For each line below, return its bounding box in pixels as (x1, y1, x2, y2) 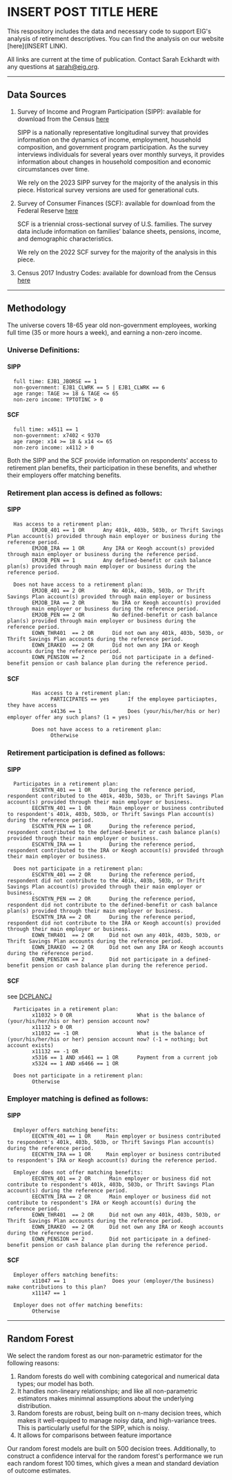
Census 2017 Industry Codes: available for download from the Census (17, 268, 216, 277)
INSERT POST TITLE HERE (7, 4, 159, 20)
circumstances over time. (17, 165, 90, 173)
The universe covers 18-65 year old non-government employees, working (7, 321, 217, 329)
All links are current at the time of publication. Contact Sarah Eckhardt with (7, 55, 220, 63)
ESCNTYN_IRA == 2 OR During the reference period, (32, 914, 196, 921)
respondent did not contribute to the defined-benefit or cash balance (7, 902, 217, 909)
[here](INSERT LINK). (7, 41, 68, 50)
